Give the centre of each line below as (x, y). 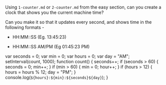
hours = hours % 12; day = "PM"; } (41, 72)
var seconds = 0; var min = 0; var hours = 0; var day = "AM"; (68, 56)
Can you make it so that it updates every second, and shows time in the (79, 22)
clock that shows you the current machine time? (54, 12)
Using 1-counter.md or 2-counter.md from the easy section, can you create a (83, 7)
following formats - (25, 27)
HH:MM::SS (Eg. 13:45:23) (39, 37)
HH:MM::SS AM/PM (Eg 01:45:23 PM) (51, 46)
